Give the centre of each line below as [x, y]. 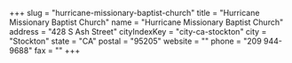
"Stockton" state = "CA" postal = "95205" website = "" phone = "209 [135, 41]
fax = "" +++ [57, 51]
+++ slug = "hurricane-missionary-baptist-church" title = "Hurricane [134, 13]
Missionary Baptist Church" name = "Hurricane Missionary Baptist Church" [146, 22]
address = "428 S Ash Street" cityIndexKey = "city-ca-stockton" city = [138, 31]
